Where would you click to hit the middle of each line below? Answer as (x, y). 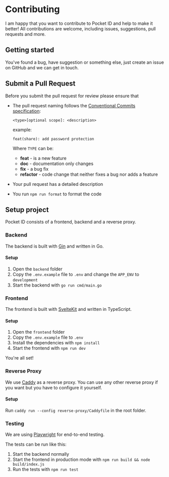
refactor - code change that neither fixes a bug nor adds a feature (89, 174)
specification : (27, 111)
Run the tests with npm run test (45, 469)
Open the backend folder (38, 269)
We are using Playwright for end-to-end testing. (55, 434)
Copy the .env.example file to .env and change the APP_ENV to (76, 274)
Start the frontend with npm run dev (49, 348)
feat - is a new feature (43, 158)
